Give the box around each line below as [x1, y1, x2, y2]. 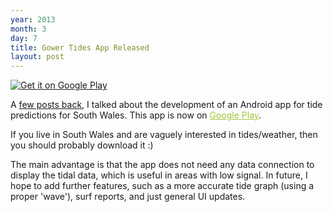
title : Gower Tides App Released [10, 42, 150, 53]
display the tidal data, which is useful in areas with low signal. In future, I [10, 169, 308, 181]
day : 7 [10, 33, 38, 43]
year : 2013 [10, 14, 56, 25]
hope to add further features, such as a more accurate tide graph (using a [10, 180, 315, 192]
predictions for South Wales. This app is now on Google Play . [10, 109, 262, 121]
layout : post [10, 52, 65, 62]
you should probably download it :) [10, 139, 154, 151]
